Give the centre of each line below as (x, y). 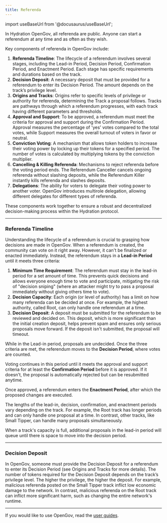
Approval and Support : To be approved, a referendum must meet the (83, 117)
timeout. (21, 334)
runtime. (14, 501)
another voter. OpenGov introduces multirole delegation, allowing (79, 191)
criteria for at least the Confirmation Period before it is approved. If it (76, 369)
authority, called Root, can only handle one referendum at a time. (79, 307)
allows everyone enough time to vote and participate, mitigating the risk (86, 281)
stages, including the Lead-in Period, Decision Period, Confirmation (81, 63)
